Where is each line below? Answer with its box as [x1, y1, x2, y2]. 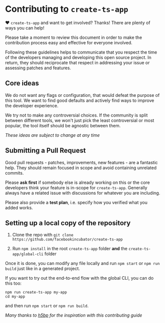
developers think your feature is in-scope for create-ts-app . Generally [5, 184, 148, 190]
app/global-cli [12, 252, 44, 257]
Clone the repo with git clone [12, 232, 74, 238]
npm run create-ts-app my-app [5, 290, 67, 295]
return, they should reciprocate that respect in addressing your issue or [5, 59, 150, 65]
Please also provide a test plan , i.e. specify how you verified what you [5, 199, 148, 205]
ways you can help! [5, 25, 45, 30]
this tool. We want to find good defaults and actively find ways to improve [5, 97, 154, 103]
